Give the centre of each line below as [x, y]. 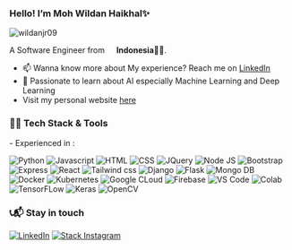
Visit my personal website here [79, 100]
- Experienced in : [42, 142]
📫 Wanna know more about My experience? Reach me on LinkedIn [146, 68]
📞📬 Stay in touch [47, 212]
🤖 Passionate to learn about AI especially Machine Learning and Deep [151, 81]
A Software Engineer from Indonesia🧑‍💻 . [88, 50]
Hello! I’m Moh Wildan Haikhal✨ [80, 13]
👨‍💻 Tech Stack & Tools [59, 124]
